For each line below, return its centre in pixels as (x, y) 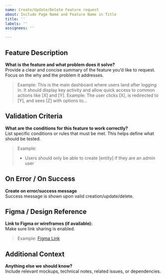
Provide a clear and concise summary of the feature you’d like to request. (80, 70)
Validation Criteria (34, 116)
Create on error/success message (41, 191)
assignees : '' (20, 28)
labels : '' (16, 24)
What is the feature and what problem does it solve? (60, 65)
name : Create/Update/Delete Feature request (52, 10)
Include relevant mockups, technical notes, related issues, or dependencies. (83, 272)
